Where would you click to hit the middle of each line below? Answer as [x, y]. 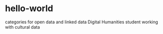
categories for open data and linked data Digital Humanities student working [82, 22]
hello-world [29, 8]
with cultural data [22, 27]
